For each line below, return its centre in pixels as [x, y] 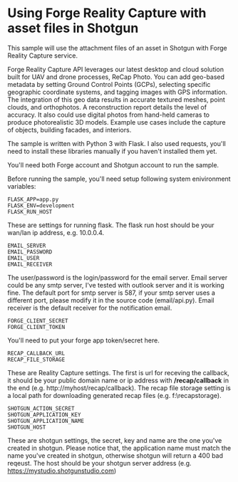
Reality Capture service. [43, 56]
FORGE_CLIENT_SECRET [38, 321]
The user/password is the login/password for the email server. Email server [118, 277]
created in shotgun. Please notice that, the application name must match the [119, 448]
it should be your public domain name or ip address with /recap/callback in [118, 380]
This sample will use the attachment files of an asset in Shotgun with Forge [118, 48]
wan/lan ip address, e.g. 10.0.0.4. [56, 232]
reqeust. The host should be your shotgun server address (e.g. [99, 463]
